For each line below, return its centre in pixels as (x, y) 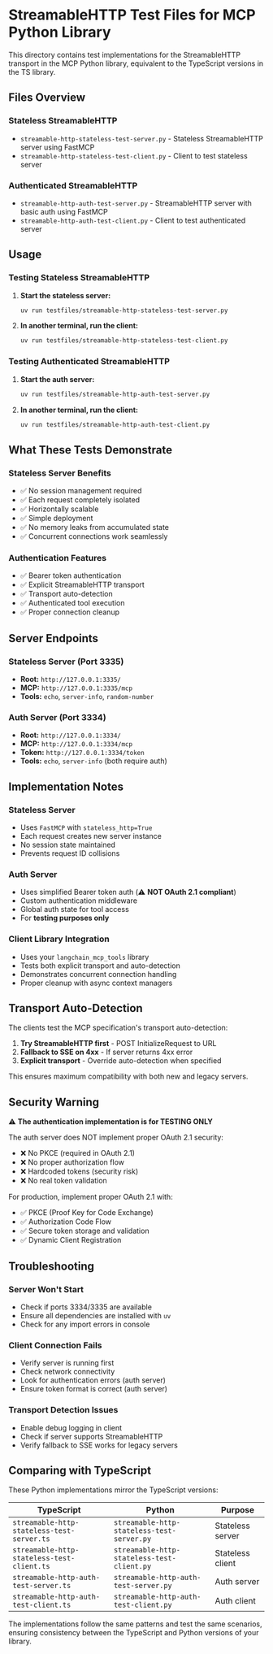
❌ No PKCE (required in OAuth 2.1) (78, 1153)
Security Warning (54, 1102)
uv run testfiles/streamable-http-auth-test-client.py (115, 424)
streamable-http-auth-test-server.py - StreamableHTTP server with (136, 203)
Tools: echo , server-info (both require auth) (94, 761)
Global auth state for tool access (75, 909)
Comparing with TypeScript (80, 1470)
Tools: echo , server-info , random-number (87, 697)
